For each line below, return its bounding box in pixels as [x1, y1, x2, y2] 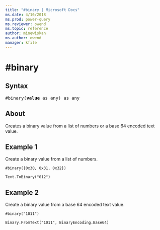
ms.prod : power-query [5, 17, 51, 22]
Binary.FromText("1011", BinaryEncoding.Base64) [5, 220, 109, 225]
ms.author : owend [5, 36, 42, 41]
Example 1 [5, 142, 38, 151]
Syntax [5, 82, 28, 91]
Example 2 [5, 188, 39, 197]
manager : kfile [5, 40, 37, 45]
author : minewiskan [5, 31, 46, 36]
